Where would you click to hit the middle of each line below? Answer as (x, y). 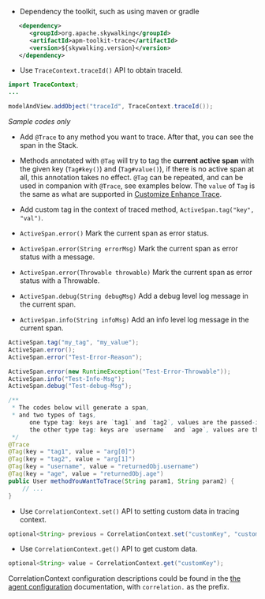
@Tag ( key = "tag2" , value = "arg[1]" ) (72, 459)
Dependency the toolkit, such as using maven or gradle (109, 11)
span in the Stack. (49, 145)
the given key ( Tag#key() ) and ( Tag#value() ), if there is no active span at (137, 169)
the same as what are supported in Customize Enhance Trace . (121, 194)
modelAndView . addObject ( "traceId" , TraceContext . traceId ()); (111, 107)
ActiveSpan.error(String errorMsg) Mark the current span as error (129, 249)
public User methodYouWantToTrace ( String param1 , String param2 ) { (121, 481)
